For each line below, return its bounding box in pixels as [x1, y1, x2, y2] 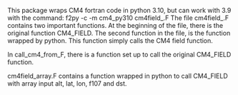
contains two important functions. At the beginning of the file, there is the [7, 21, 224, 29]
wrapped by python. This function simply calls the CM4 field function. [7, 36, 213, 45]
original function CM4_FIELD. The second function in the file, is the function [7, 29, 231, 37]
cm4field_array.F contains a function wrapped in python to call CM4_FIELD [7, 71, 228, 80]
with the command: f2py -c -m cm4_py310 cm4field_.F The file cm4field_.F [7, 14, 229, 22]
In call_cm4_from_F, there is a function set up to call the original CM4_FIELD [7, 50, 232, 59]
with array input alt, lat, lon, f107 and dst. [7, 79, 127, 88]
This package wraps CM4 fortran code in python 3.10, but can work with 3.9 [7, 6, 232, 14]
